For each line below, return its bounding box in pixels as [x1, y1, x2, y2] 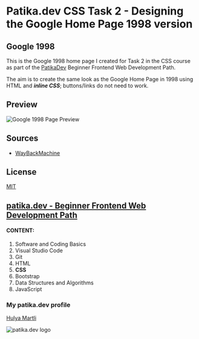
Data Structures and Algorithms [15, 279, 94, 286]
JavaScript [15, 286, 42, 293]
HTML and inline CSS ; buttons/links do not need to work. [6, 82, 149, 89]
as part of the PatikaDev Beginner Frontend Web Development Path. [6, 64, 176, 71]
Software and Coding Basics [15, 241, 86, 248]
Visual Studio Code [15, 247, 64, 254]
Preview [6, 99, 38, 110]
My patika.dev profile [6, 300, 71, 309]
